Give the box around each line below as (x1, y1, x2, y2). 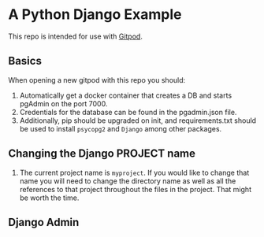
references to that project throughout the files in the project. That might (19, 184, 252, 194)
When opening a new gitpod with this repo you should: (8, 75, 186, 84)
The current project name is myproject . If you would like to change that (19, 168, 250, 177)
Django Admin (8, 215, 80, 229)
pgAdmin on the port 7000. (19, 98, 108, 108)
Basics (8, 54, 42, 68)
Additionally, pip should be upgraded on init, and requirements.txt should (19, 116, 257, 125)
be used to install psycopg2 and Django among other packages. (19, 124, 222, 133)
